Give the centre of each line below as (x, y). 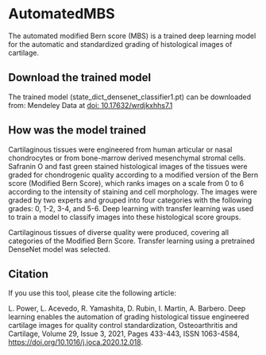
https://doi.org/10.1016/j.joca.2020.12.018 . (76, 342)
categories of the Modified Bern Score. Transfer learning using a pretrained (132, 241)
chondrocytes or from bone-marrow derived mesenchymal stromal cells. (127, 158)
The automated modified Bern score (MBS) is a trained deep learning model (132, 36)
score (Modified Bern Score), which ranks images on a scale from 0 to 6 (126, 183)
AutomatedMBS (62, 14)
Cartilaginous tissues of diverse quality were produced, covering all (118, 232)
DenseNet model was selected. (59, 249)
